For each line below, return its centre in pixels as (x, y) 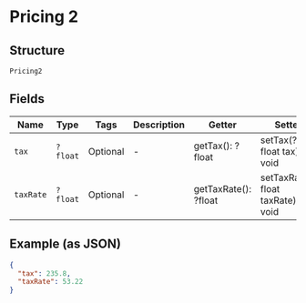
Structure (37, 50)
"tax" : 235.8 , (44, 273)
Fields (27, 99)
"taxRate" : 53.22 (51, 282)
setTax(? (279, 140)
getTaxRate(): (223, 188)
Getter (222, 125)
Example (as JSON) (65, 244)
